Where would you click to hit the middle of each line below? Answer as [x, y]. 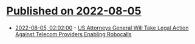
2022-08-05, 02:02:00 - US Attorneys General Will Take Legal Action [102, 28]
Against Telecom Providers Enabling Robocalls [73, 34]
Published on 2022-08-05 [74, 11]
